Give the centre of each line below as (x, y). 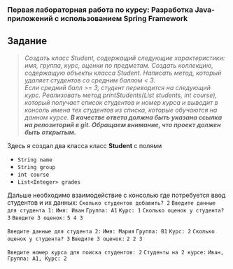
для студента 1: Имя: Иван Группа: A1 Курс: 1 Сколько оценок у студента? (116, 210)
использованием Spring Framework (124, 18)
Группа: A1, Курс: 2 (37, 259)
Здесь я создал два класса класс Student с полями (85, 145)
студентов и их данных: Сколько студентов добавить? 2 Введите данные (111, 202)
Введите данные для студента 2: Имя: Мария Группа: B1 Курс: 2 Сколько (111, 231)
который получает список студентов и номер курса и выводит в (121, 102)
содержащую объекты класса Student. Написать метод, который (123, 73)
